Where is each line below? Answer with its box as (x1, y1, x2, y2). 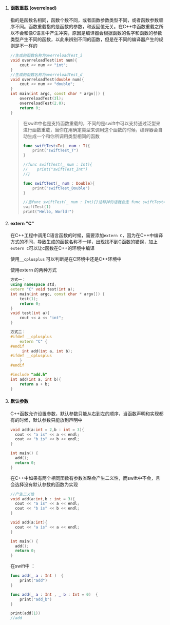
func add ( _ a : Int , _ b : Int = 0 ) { (10, 592, 99, 597)
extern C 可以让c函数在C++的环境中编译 (10, 245, 95, 251)
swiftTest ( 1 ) (23, 204, 51, 210)
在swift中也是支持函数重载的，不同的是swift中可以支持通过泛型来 (23, 120, 161, 126)
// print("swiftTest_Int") (23, 167, 88, 172)
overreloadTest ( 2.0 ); (20, 101, 66, 106)
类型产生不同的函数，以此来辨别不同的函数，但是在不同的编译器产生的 (10, 36, 159, 43)
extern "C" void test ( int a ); (10, 287, 75, 292)
